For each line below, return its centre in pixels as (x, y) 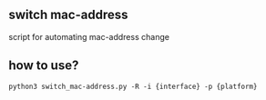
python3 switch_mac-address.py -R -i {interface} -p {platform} (133, 86)
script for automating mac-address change (89, 36)
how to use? (44, 66)
